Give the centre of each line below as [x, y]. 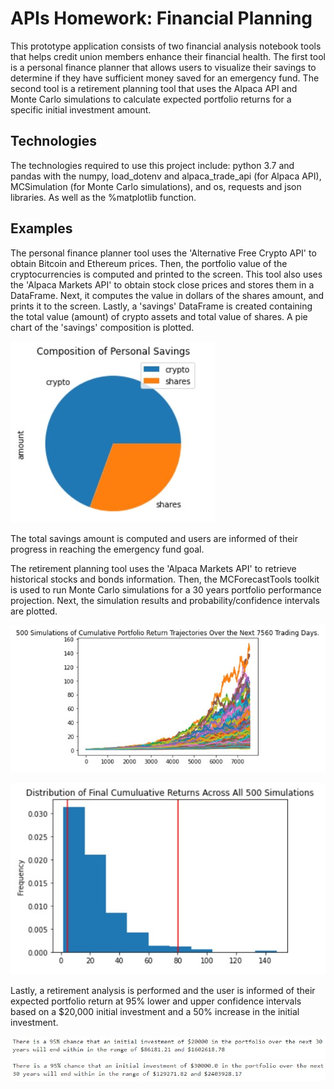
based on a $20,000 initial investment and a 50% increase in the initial [155, 1011]
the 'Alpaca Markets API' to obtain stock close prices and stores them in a [162, 284]
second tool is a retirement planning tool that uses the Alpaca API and [154, 88]
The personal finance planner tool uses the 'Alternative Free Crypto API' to [163, 253]
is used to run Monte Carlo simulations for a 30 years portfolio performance [166, 589]
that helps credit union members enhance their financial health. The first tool [168, 56]
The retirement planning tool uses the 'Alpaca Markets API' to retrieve [153, 568]
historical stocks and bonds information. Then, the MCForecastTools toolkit [165, 579]
